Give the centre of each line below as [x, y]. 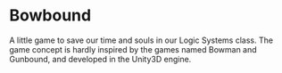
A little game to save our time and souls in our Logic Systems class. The [141, 40]
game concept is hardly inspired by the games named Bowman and [133, 49]
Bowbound [50, 16]
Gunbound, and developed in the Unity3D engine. [100, 59]
